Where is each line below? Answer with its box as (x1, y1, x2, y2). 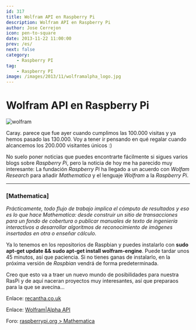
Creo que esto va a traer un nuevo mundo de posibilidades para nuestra (6, 271, 179, 278)
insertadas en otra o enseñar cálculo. (6, 230, 97, 237)
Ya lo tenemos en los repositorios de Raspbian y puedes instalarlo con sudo (6, 241, 188, 248)
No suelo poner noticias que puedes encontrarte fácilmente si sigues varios (6, 153, 188, 161)
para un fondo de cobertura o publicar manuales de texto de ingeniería (6, 217, 178, 225)
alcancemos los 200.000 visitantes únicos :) (6, 142, 113, 149)
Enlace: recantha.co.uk (6, 295, 61, 302)
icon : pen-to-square (6, 30, 57, 36)
